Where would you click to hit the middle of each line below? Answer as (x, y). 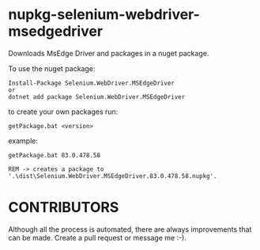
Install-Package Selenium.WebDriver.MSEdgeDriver (92, 83)
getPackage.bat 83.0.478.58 (55, 155)
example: (23, 141)
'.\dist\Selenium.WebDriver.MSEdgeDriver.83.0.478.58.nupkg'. (113, 176)
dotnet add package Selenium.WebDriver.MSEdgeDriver (97, 97)
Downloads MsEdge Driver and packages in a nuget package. (109, 53)
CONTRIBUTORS (64, 208)
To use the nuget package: (52, 68)
